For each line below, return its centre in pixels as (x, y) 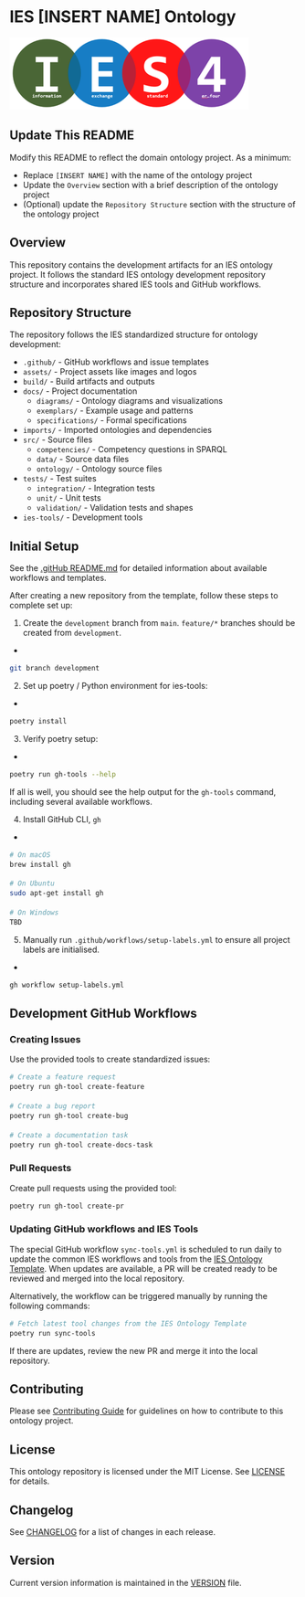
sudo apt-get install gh (57, 894)
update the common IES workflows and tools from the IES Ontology (136, 1259)
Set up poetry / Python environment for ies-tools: (115, 686)
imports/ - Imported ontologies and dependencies (117, 430)
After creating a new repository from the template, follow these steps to (144, 596)
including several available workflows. (81, 801)
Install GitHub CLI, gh (62, 819)
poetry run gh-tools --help (63, 774)
